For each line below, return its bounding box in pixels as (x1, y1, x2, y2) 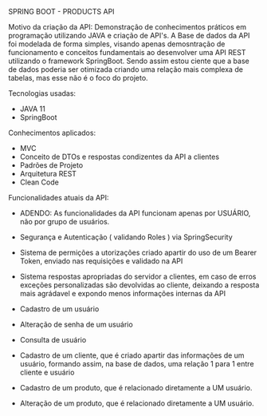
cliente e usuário (19, 367, 75, 377)
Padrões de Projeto (19, 160, 84, 170)
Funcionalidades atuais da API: (8, 193, 109, 202)
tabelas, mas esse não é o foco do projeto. (8, 73, 149, 82)
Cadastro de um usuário (19, 304, 100, 314)
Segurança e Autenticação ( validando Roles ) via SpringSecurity (19, 232, 233, 242)
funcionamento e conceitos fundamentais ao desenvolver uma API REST (8, 48, 246, 57)
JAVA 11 (19, 104, 45, 113)
